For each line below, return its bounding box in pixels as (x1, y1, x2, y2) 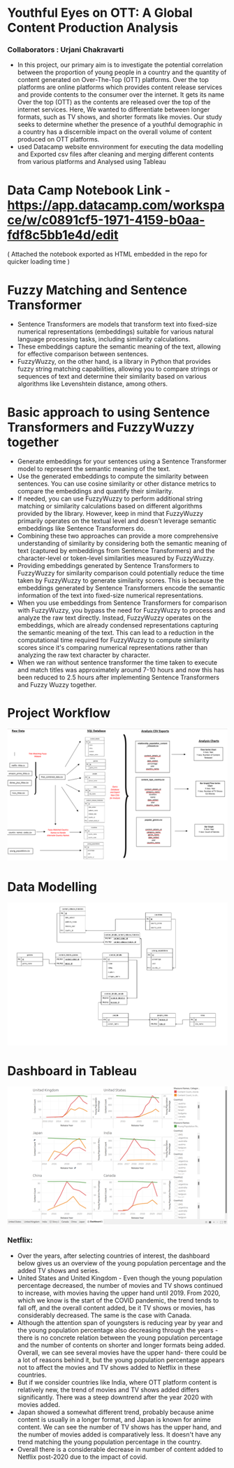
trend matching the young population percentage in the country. (17, 1437, 203, 1446)
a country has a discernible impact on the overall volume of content (17, 128, 212, 136)
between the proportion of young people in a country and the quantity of (17, 68, 227, 76)
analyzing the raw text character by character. (17, 651, 150, 660)
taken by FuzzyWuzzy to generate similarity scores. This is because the (17, 576, 225, 585)
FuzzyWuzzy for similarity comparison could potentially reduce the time (17, 569, 225, 578)
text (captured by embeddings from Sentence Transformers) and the (17, 547, 215, 555)
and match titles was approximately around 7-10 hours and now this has (17, 666, 225, 674)
